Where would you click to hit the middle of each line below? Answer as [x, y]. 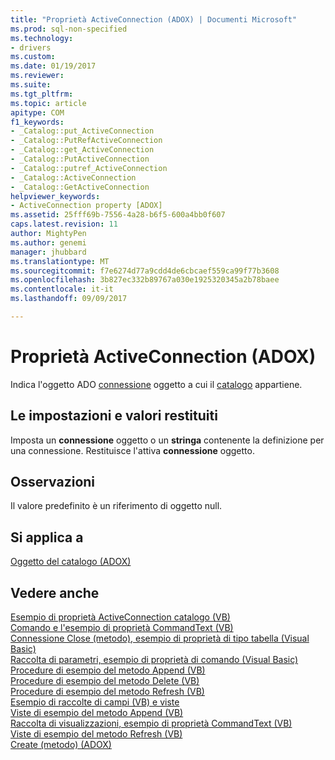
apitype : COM [37, 112]
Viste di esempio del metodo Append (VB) [97, 713]
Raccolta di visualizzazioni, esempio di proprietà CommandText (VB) [151, 723]
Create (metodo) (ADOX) [61, 745]
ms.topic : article [48, 103]
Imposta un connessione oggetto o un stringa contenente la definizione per [167, 440]
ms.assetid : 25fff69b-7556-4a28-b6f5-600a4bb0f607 [118, 215]
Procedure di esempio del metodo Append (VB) [108, 670]
